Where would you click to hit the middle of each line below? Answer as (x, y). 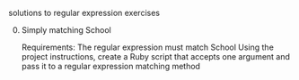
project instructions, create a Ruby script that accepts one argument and (156, 56)
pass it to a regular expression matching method (111, 66)
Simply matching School (66, 30)
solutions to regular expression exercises (84, 13)
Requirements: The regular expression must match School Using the (148, 47)
